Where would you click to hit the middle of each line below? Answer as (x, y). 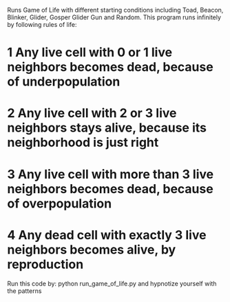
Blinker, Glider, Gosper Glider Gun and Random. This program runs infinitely (114, 17)
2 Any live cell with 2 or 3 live (92, 113)
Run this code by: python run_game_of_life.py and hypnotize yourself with (112, 283)
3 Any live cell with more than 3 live (111, 174)
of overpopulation (60, 203)
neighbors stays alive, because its (107, 128)
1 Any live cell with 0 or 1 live (90, 53)
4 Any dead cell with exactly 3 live (107, 235)
